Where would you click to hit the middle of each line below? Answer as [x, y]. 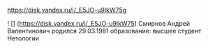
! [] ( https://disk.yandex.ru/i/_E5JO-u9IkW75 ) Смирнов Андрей [99, 23]
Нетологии [23, 38]
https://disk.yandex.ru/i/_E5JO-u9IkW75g [67, 10]
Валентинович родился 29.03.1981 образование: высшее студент [104, 31]
